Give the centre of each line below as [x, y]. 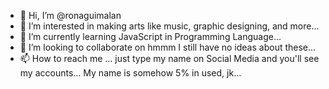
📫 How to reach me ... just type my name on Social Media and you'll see [169, 58]
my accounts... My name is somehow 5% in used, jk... [130, 73]
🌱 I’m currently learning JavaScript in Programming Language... [150, 36]
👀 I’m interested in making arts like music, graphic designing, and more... [169, 26]
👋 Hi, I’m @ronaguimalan [70, 15]
